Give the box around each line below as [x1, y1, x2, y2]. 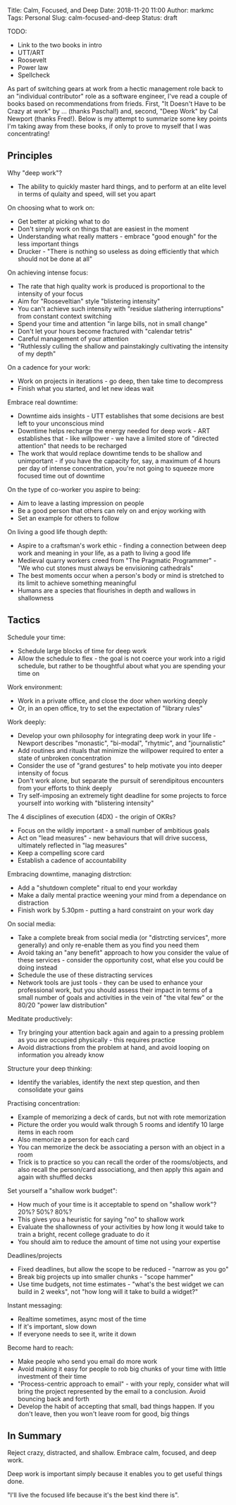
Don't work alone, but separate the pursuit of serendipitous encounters [17, 776, 224, 785]
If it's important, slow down [17, 1322, 97, 1331]
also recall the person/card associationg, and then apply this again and [17, 1165, 224, 1173]
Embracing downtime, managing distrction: [7, 869, 132, 878]
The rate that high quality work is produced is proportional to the [17, 282, 206, 290]
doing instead [17, 963, 58, 972]
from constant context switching [17, 312, 112, 320]
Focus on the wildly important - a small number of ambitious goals [17, 826, 210, 835]
